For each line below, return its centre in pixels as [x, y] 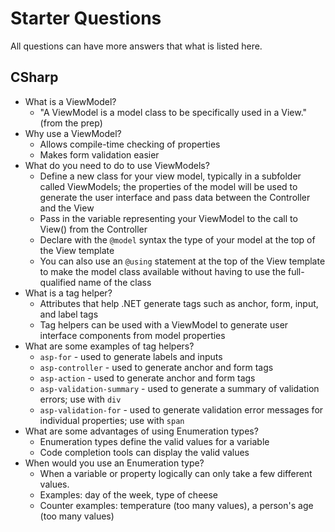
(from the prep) [71, 123]
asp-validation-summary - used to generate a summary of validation [179, 388]
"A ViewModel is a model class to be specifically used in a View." [173, 112]
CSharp [34, 77]
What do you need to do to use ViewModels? [117, 165]
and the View [67, 208]
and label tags [69, 314]
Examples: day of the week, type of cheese [129, 494]
